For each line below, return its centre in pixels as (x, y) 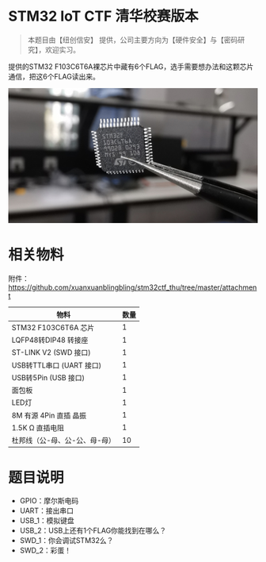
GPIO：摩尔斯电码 (49, 501)
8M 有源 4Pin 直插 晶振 (49, 415)
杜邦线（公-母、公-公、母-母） (64, 441)
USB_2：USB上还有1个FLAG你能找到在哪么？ (93, 531)
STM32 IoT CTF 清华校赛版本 (103, 16)
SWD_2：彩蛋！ (46, 550)
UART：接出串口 (46, 511)
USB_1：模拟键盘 (47, 521)
